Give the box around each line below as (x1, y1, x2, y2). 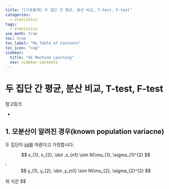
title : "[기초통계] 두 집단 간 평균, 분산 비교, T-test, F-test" (5, 7, 132, 13)
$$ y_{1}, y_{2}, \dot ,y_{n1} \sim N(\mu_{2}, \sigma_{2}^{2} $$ (20, 168, 151, 174)
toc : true (5, 36, 27, 41)
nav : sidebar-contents (10, 60, 58, 65)
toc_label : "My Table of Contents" (5, 41, 81, 46)
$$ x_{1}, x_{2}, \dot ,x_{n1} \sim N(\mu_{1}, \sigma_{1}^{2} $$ (21, 152, 151, 158)
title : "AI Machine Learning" (10, 55, 74, 60)
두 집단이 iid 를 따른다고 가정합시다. (5, 142, 75, 148)
